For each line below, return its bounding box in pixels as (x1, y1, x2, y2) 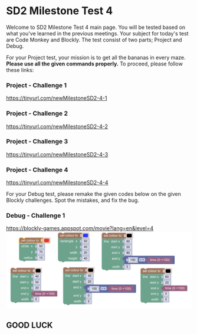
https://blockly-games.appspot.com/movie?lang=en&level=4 (6, 225, 154, 232)
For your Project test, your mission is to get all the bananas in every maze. (6, 54, 186, 61)
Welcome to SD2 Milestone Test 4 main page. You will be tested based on (6, 24, 186, 31)
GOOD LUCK (6, 320, 53, 330)
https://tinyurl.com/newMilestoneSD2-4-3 (6, 150, 109, 158)
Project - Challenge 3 (6, 137, 68, 146)
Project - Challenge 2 (6, 109, 68, 117)
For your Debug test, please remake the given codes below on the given (6, 191, 181, 198)
